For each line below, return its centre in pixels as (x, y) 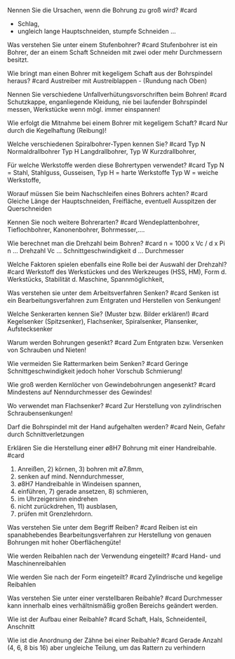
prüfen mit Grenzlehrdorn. (55, 514)
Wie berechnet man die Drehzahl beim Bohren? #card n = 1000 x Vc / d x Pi (116, 243)
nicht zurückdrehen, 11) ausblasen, (67, 506)
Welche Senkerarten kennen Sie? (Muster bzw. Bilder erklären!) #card (108, 314)
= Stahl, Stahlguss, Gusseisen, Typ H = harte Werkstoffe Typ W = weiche (113, 172)
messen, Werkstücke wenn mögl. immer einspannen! (84, 109)
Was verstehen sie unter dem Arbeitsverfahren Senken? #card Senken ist (113, 293)
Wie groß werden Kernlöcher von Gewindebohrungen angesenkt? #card (112, 385)
